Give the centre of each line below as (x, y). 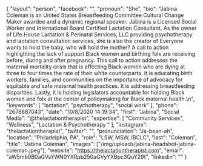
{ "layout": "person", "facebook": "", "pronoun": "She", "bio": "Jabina (92, 9)
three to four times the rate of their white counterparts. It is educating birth (99, 73)
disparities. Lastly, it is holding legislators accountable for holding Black (95, 92)
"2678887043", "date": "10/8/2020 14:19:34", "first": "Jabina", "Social (93, 112)
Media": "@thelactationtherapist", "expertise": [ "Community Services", (95, 118)
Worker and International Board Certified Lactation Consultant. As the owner (101, 28)
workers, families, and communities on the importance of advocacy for (95, 79)
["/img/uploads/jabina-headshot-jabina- (146, 144)
